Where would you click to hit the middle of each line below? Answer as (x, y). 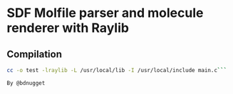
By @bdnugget (26, 83)
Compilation (34, 54)
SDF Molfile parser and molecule (105, 13)
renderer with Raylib (68, 28)
